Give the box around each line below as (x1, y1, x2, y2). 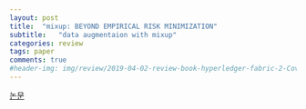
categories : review (9, 38, 84, 48)
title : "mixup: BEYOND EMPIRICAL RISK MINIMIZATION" (9, 22, 219, 31)
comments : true (9, 55, 67, 64)
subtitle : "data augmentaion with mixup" (9, 30, 178, 39)
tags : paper (9, 47, 55, 56)
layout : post (9, 13, 59, 23)
